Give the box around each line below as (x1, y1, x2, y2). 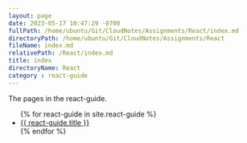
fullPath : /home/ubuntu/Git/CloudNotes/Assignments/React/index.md (8, 27, 240, 35)
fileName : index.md (8, 42, 74, 50)
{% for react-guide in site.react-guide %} (19, 109, 157, 119)
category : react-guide (8, 71, 89, 80)
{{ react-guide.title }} (19, 117, 90, 127)
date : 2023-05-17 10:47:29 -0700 (8, 19, 121, 27)
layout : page (8, 11, 52, 20)
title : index (8, 57, 52, 65)
